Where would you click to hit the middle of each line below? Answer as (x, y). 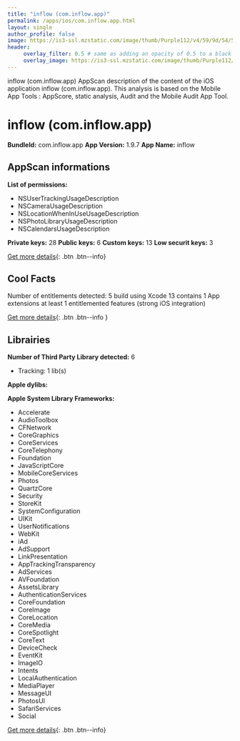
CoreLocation (38, 617)
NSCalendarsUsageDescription (64, 229)
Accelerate (34, 412)
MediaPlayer (36, 686)
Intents (28, 671)
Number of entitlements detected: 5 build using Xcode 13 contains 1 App (114, 296)
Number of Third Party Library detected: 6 (71, 357)
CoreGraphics (38, 435)
